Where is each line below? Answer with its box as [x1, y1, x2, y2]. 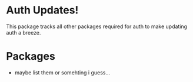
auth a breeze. [6, 29, 41, 36]
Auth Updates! [6, 4, 79, 17]
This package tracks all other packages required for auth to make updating [6, 23, 187, 30]
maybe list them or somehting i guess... [14, 69, 111, 76]
